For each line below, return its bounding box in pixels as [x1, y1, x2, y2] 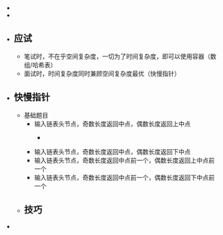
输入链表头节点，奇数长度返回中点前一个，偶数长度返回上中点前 [34, 156, 215, 164]
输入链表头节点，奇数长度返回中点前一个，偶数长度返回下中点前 [34, 173, 215, 181]
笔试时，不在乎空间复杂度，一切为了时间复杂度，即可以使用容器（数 [23, 52, 217, 60]
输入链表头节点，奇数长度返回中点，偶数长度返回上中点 [34, 120, 191, 128]
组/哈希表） [23, 60, 57, 69]
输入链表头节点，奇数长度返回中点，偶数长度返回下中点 [34, 147, 191, 155]
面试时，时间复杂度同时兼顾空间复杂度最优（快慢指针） [23, 69, 180, 78]
